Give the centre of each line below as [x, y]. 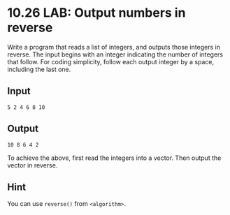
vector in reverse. [33, 165]
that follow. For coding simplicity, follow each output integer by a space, [111, 61]
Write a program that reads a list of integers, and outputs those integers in [114, 47]
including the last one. [39, 69]
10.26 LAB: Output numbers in [96, 13]
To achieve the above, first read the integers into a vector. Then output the [114, 158]
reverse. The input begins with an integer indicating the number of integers [115, 54]
